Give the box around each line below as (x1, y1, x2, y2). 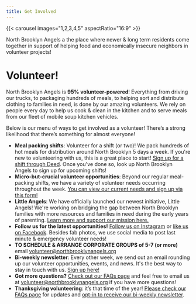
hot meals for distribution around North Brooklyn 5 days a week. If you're (14, 148, 191, 155)
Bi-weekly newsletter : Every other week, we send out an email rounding (14, 254, 190, 261)
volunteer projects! (6, 48, 51, 56)
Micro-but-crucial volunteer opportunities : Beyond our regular (14, 173, 169, 180)
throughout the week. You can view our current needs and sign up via (14, 185, 183, 192)
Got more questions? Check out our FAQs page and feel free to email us (14, 272, 190, 279)
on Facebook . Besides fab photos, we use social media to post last (14, 229, 176, 236)
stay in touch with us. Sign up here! (14, 266, 100, 273)
